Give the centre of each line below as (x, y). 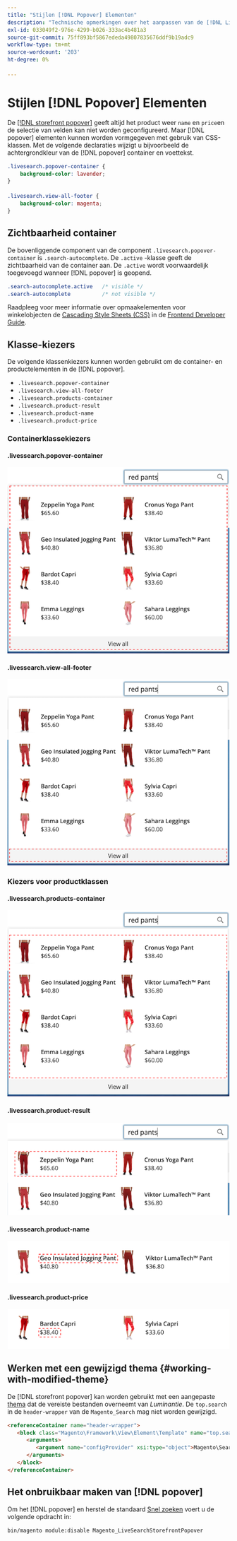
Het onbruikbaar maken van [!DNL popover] (105, 1492)
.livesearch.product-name (55, 413)
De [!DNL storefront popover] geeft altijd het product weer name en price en (116, 122)
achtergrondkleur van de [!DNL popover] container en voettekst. (101, 153)
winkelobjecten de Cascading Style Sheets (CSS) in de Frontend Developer (116, 315)
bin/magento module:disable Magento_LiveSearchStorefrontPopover (105, 1530)
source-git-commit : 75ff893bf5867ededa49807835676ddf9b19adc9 (101, 37)
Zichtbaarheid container (62, 233)
